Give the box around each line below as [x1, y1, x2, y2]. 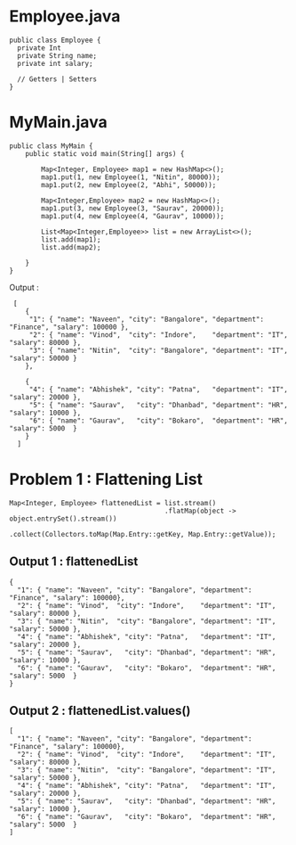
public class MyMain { [9, 141, 93, 151]
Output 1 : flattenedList [9, 554, 139, 570]
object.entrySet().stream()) [9, 514, 117, 523]
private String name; [17, 51, 98, 60]
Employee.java [9, 6, 121, 27]
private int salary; [17, 59, 93, 68]
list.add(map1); [41, 234, 101, 244]
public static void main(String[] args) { [25, 149, 185, 158]
